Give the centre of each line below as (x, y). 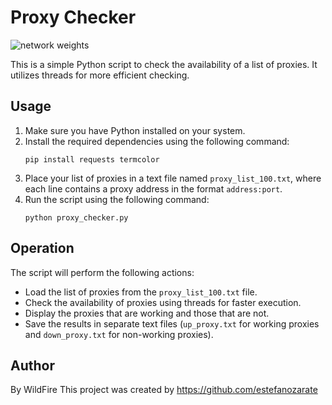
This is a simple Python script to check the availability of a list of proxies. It (164, 64)
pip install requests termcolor (92, 159)
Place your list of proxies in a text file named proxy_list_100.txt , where (173, 178)
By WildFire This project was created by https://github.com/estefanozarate (164, 390)
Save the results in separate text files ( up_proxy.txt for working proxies (172, 323)
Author (32, 365)
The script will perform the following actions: (102, 272)
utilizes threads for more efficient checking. (100, 75)
